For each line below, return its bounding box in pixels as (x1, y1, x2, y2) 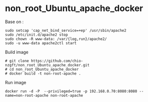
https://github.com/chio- (30, 58, 83, 63)
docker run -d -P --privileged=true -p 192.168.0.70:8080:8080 (5, 89, 137, 94)
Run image (5, 79, 27, 85)
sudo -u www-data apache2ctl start (5, 40, 77, 46)
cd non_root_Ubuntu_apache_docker (9, 67, 79, 72)
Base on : (5, 19, 24, 25)
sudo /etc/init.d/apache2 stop (5, 32, 68, 37)
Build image (5, 49, 29, 55)
